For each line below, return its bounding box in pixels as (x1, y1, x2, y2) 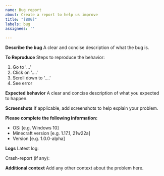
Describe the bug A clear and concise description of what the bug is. (5, 45, 149, 51)
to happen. (5, 96, 28, 102)
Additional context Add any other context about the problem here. (5, 165, 144, 171)
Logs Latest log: (5, 145, 39, 152)
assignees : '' (5, 26, 35, 31)
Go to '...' (12, 64, 31, 70)
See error (12, 80, 33, 86)
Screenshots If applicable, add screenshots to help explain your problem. (5, 105, 158, 111)
